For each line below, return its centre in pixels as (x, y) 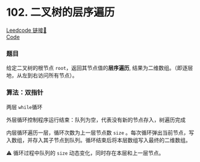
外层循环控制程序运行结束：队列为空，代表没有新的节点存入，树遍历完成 (96, 120)
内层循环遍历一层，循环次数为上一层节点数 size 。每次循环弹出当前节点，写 (100, 132)
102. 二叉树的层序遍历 (61, 12)
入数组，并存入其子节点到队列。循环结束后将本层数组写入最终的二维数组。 (98, 140)
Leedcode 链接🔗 (27, 30)
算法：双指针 (25, 93)
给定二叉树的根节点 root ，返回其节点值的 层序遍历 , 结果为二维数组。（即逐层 (100, 68)
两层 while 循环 (24, 107)
